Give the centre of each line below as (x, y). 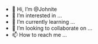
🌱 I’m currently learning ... (43, 22)
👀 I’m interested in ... (37, 15)
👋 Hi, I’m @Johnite (34, 9)
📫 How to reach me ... (39, 35)
